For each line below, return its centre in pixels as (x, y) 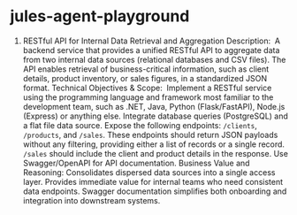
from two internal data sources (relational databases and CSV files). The (154, 59)
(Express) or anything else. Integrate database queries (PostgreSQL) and (155, 116)
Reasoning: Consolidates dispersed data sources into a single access (149, 172)
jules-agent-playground (100, 16)
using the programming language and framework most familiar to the (148, 97)
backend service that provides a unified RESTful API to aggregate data (151, 50)
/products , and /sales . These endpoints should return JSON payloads (150, 134)
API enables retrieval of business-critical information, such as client (146, 69)
